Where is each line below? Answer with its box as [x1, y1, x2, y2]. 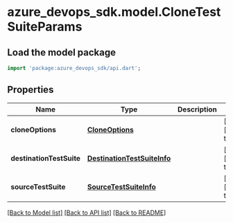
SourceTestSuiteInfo [87, 181, 156, 191]
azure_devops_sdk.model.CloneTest [7, 4, 221, 20]
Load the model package [7, 46, 116, 58]
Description [178, 105, 217, 114]
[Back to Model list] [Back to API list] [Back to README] [7, 208, 166, 217]
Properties [7, 84, 54, 96]
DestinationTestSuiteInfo [87, 153, 171, 163]
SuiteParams [7, 19, 83, 35]
